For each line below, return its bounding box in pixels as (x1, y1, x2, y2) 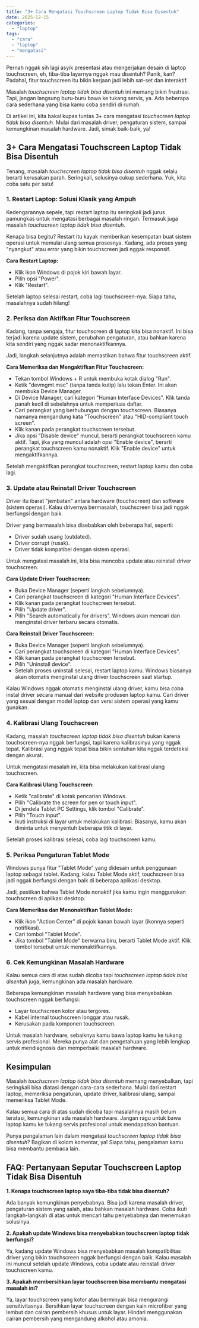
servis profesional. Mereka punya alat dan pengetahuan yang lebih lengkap (6, 1038, 191, 1045)
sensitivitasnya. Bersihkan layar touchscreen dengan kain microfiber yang (6, 1302, 187, 1310)
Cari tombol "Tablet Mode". (14, 931, 82, 938)
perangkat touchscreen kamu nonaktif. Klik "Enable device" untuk (14, 445, 176, 452)
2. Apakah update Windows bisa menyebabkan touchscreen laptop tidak (6, 1230, 189, 1237)
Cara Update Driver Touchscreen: (6, 575, 91, 582)
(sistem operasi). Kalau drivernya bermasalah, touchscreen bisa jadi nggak (6, 504, 189, 511)
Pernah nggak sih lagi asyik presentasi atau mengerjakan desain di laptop (6, 64, 187, 71)
